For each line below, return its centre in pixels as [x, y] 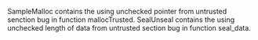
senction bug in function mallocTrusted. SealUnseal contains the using [121, 20]
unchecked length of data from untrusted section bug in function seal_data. [129, 28]
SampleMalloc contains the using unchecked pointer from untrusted [117, 11]
